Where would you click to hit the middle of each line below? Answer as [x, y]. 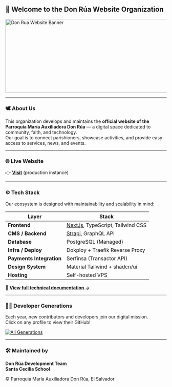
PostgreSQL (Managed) [95, 242]
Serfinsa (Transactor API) [97, 258]
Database [20, 242]
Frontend [19, 225]
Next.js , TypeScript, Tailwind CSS [106, 225]
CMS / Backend [27, 233]
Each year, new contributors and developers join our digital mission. [77, 317]
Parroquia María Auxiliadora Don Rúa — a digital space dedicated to [78, 127]
